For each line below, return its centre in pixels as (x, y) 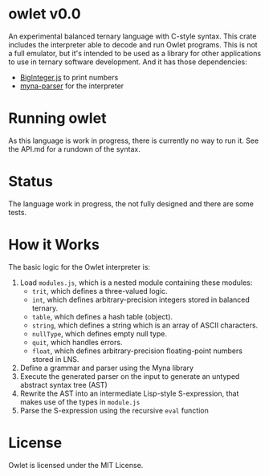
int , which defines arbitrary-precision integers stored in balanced (141, 299)
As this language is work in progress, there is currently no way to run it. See (134, 140)
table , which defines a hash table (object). (102, 316)
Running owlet (57, 118)
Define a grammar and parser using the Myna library (107, 368)
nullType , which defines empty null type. (99, 333)
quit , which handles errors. (77, 342)
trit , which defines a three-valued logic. (100, 291)
